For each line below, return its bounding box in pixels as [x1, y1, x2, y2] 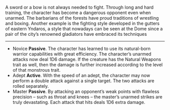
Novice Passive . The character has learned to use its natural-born [12, 45, 151, 51]
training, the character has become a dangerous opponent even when [5, 10, 151, 16]
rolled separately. [12, 83, 49, 89]
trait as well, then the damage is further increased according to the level [12, 62, 163, 68]
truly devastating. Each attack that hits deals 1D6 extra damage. [12, 99, 146, 105]
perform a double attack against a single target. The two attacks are [12, 78, 154, 84]
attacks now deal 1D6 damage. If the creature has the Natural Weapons [12, 57, 161, 62]
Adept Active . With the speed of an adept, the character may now [12, 73, 150, 78]
